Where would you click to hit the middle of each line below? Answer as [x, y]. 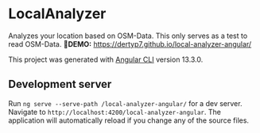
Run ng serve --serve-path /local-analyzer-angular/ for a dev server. [125, 103]
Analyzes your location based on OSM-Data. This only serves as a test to [128, 36]
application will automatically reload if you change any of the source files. [128, 120]
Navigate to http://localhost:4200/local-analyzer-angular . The [114, 112]
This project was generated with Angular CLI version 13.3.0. [106, 59]
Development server [60, 84]
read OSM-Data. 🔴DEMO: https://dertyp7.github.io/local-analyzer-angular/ [130, 44]
